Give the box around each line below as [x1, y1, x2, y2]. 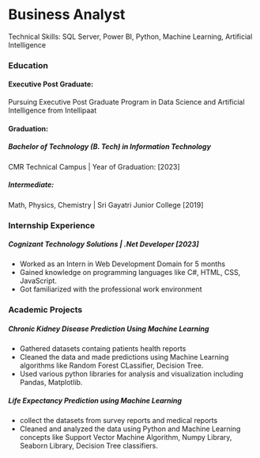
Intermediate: [8, 180, 55, 189]
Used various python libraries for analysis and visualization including [19, 369, 243, 379]
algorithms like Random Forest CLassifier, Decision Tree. [19, 361, 204, 370]
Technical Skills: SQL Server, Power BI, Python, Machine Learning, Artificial [8, 32, 253, 41]
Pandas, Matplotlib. [19, 378, 83, 387]
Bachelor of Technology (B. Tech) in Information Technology [8, 142, 212, 151]
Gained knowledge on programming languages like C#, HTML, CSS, [19, 268, 241, 277]
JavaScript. [19, 276, 58, 286]
